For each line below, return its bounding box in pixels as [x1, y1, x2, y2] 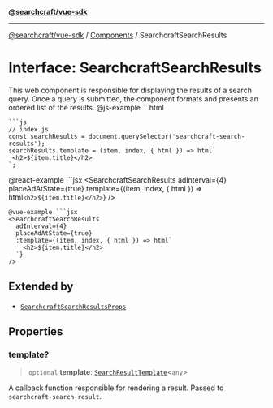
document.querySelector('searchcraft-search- [88, 132, 245, 140]
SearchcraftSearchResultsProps [19, 303, 127, 311]
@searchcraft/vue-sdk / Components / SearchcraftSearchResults [8, 30, 227, 40]
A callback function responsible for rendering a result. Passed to [8, 383, 224, 393]
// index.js [8, 125, 49, 133]
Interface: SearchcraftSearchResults [8, 58, 262, 77]
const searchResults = [8, 132, 85, 140]
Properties [8, 324, 63, 339]
